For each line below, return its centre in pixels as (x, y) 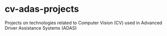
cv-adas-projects (42, 9)
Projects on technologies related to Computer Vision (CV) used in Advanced (83, 23)
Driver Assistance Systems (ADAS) (41, 28)
